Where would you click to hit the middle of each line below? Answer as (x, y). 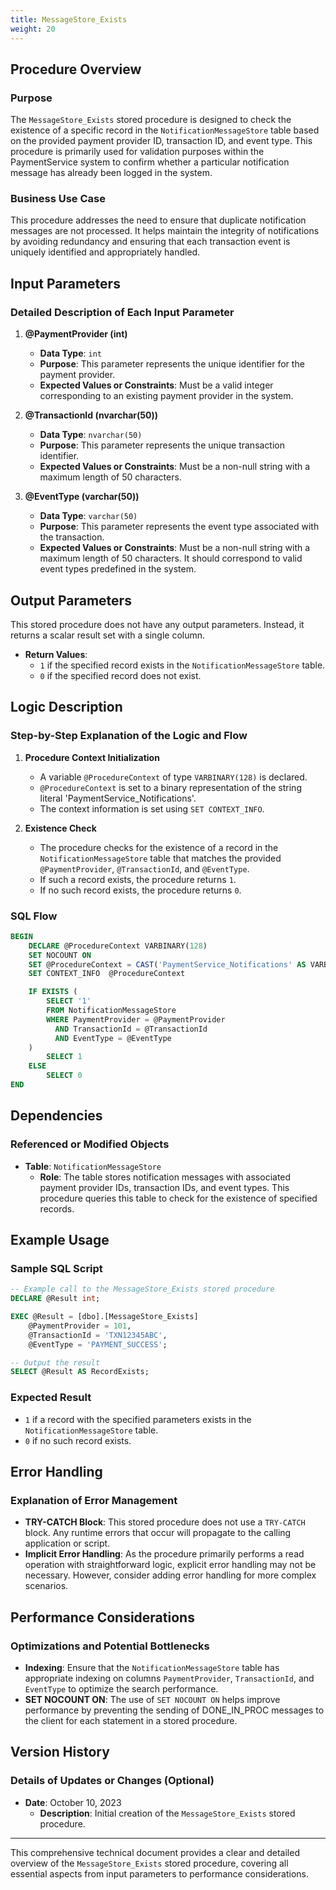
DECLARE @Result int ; (55, 1299)
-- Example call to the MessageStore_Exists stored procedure (142, 1289)
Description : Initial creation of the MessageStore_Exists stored (167, 1813)
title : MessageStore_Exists (69, 19)
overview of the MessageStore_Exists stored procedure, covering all (149, 1863)
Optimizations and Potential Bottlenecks (110, 1646)
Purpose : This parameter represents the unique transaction (162, 445)
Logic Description (66, 707)
